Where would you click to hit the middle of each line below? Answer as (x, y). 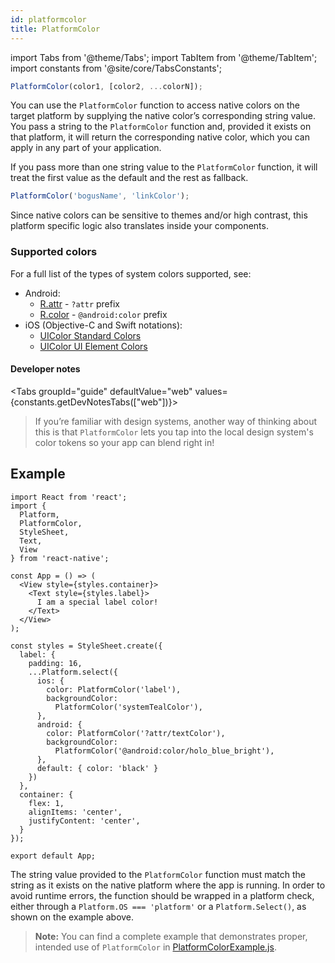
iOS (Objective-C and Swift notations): (103, 325)
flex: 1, (46, 803)
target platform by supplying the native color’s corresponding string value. (163, 116)
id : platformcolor (48, 19)
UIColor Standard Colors (90, 335)
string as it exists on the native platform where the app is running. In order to (168, 885)
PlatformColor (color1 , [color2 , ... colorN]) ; (106, 86)
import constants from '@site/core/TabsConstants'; (116, 68)
